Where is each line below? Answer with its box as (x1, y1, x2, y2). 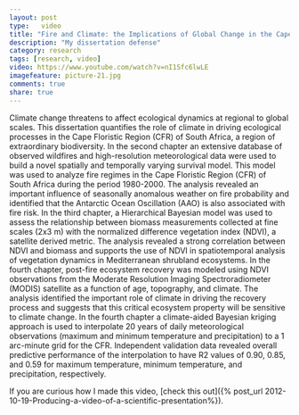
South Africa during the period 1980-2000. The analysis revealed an (9, 178, 260, 189)
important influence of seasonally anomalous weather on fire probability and (9, 188, 289, 199)
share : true (9, 87, 53, 96)
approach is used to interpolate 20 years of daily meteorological (9, 320, 245, 331)
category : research (9, 46, 82, 55)
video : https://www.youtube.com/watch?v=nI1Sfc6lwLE (9, 63, 209, 72)
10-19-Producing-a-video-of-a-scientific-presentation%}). (9, 394, 224, 406)
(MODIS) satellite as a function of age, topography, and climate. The (9, 283, 259, 294)
